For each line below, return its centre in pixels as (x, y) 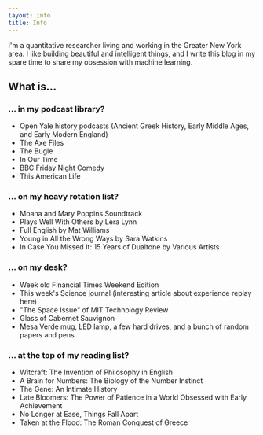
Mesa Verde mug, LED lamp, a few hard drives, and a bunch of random (134, 326)
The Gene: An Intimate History (68, 389)
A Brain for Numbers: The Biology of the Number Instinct (111, 381)
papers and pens (47, 334)
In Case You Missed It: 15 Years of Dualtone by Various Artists (119, 247)
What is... (33, 86)
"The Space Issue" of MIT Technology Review (94, 310)
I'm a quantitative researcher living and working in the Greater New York (125, 45)
